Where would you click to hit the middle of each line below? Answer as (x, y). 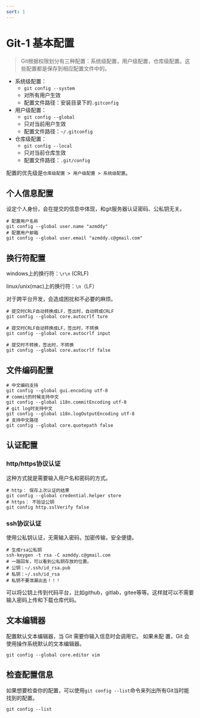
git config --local (48, 146)
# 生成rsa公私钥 (24, 550)
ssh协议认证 (24, 523)
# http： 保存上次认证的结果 (38, 490)
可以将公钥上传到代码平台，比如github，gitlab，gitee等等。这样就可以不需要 (100, 592)
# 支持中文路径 (22, 420)
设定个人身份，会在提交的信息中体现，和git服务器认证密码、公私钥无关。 (96, 209)
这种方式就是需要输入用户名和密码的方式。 (59, 478)
